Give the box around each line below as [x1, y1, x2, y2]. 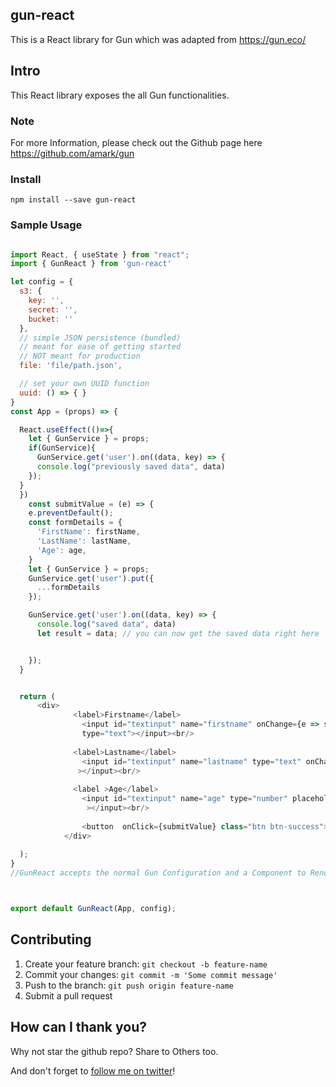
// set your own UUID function [19, 379, 150, 389]
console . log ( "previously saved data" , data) [36, 462, 226, 472]
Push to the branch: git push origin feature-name [24, 979, 235, 991]
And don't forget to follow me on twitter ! [10, 1064, 176, 1077]
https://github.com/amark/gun [10, 147, 135, 159]
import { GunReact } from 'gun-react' [10, 259, 172, 269]
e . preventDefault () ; [28, 508, 114, 518]
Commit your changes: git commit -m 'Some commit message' [24, 968, 278, 980]
